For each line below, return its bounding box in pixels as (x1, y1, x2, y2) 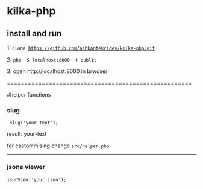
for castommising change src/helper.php (7, 142, 110, 149)
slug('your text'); (9, 120, 59, 126)
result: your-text (7, 130, 47, 138)
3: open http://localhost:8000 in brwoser (7, 68, 108, 75)
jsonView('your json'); (7, 176, 67, 182)
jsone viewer (7, 163, 46, 171)
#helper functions (7, 91, 51, 98)
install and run (7, 28, 62, 39)
